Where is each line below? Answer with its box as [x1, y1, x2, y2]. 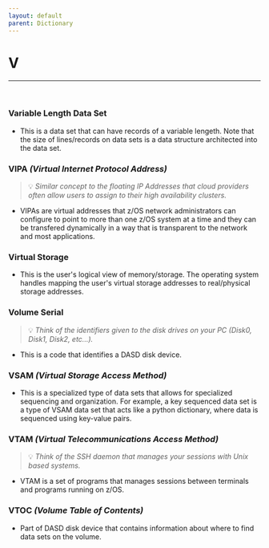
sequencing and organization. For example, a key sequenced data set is [19, 396, 258, 406]
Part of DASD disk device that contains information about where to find [19, 523, 255, 533]
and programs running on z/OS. [19, 485, 125, 494]
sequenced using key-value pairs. [19, 413, 132, 423]
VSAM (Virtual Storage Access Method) [8, 370, 167, 381]
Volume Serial [8, 306, 64, 318]
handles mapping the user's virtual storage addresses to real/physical [19, 278, 251, 288]
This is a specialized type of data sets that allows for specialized [19, 388, 233, 397]
